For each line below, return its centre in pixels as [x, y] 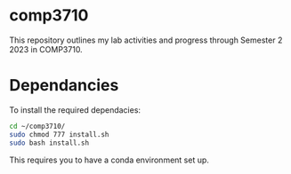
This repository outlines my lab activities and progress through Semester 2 [146, 40]
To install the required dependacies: [75, 110]
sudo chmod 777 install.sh [59, 134]
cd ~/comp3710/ [37, 126]
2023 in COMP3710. [46, 49]
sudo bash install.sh [49, 143]
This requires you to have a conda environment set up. [109, 160]
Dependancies [64, 86]
